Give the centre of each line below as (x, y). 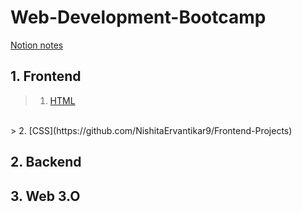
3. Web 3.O (45, 196)
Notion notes (37, 45)
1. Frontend (46, 76)
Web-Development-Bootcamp (138, 17)
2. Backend (46, 162)
